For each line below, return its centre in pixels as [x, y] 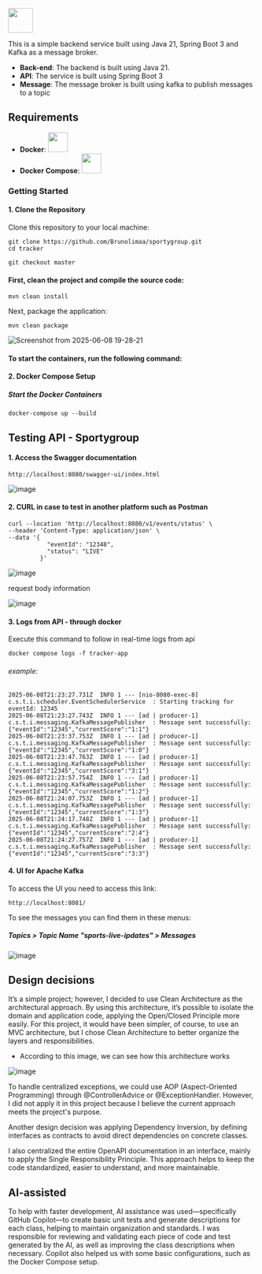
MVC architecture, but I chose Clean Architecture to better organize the [124, 1033]
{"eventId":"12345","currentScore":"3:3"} [79, 854]
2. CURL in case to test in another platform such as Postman [108, 507]
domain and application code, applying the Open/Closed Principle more [124, 1016]
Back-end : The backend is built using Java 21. [94, 67]
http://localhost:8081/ [47, 902]
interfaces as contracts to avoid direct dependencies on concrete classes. [128, 1136]
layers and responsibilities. [51, 1041]
